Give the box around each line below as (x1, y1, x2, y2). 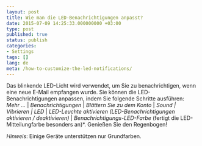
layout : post (6, 9, 40, 15)
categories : (6, 43, 37, 49)
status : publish (6, 37, 48, 43)
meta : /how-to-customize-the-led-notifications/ (6, 65, 132, 72)
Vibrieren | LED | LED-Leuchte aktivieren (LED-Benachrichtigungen (6, 108, 175, 116)
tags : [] (6, 54, 29, 60)
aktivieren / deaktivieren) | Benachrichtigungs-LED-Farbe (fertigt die (6, 114, 179, 122)
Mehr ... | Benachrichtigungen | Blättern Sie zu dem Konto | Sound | (6, 102, 176, 109)
